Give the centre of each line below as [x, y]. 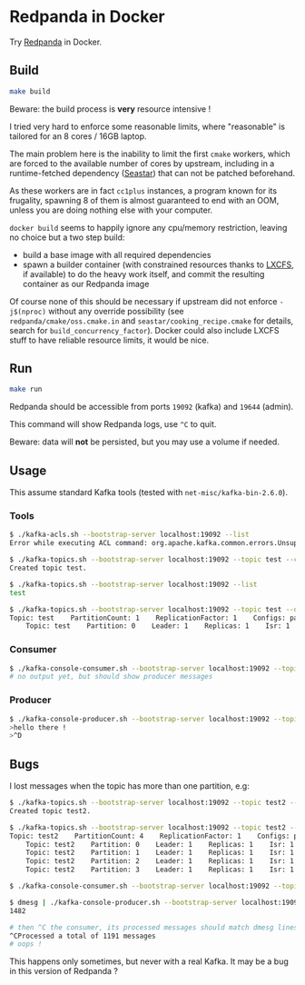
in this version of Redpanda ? [64, 971]
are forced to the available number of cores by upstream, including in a [142, 163]
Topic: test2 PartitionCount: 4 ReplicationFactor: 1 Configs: [150, 836]
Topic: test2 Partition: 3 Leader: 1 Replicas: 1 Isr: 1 [160, 870]
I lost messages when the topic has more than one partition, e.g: [129, 786]
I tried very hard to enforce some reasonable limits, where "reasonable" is [148, 126]
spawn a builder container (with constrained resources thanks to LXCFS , [158, 264]
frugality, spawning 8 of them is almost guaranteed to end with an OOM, [144, 200]
